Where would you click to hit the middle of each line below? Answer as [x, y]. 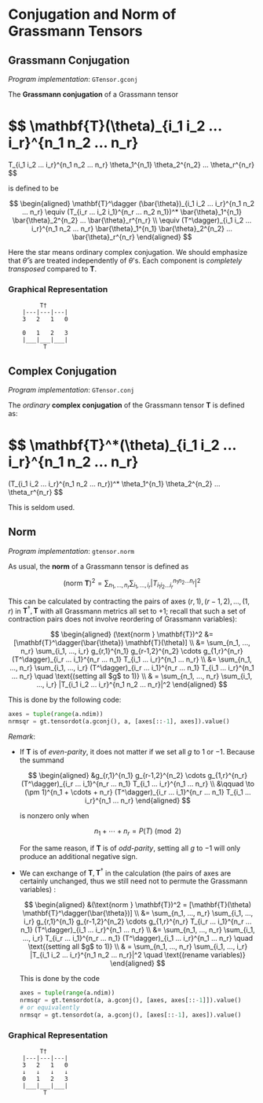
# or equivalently [49, 1008]
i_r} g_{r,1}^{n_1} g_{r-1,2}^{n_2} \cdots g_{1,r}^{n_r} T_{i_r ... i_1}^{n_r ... [137, 921]
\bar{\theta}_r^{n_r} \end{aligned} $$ [132, 237]
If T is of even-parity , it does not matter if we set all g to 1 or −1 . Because [137, 751]
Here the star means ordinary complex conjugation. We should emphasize [128, 252]
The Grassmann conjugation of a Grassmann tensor [93, 94]
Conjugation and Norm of [92, 15]
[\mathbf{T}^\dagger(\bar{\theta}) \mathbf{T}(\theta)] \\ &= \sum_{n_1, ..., [132, 643]
